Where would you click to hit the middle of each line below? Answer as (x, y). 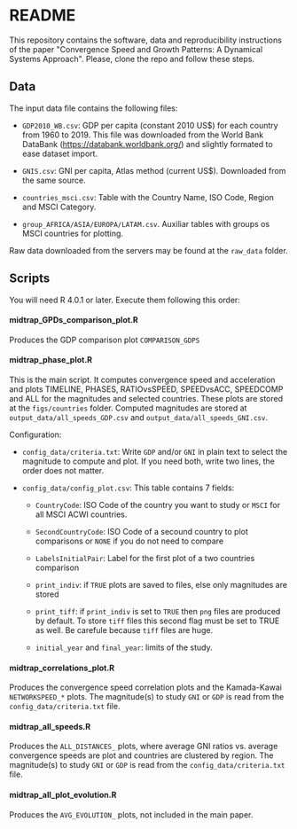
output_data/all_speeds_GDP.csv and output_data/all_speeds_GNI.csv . (139, 417)
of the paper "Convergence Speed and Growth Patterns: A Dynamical (136, 49)
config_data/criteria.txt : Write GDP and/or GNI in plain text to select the (155, 451)
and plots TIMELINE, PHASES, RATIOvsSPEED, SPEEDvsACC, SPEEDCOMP (146, 389)
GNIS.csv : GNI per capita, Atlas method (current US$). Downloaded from (154, 170)
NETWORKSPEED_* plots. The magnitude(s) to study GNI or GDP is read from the (147, 697)
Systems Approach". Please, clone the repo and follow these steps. (132, 59)
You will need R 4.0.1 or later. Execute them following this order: (125, 300)
